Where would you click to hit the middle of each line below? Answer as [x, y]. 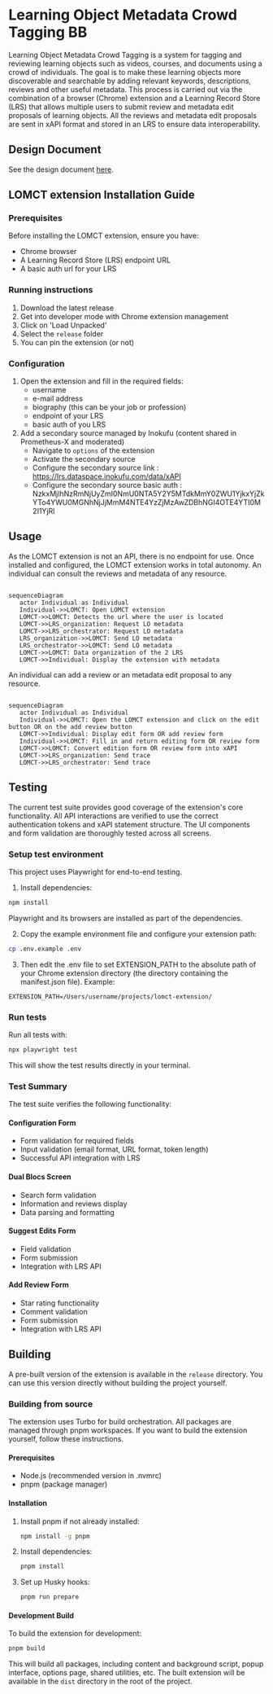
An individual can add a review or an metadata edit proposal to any [120, 674]
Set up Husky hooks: [55, 1582]
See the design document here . [61, 169]
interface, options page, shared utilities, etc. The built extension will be [127, 1673]
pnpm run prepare [50, 1597]
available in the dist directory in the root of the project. [101, 1681]
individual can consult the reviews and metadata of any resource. [118, 573]
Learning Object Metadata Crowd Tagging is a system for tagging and [125, 55]
